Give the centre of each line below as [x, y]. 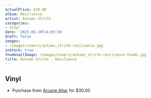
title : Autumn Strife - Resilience [41, 59]
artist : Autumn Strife [28, 18]
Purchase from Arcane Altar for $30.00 [51, 91]
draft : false [18, 37]
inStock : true [19, 50]
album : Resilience [24, 14]
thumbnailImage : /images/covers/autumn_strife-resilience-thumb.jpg [76, 55]
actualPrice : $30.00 [26, 9]
